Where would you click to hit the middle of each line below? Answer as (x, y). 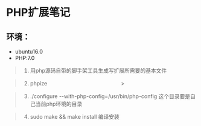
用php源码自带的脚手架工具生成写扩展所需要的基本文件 (98, 71)
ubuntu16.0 (29, 51)
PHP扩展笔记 (38, 12)
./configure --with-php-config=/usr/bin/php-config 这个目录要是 (110, 96)
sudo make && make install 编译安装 (75, 117)
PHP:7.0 (25, 58)
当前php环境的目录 (59, 104)
